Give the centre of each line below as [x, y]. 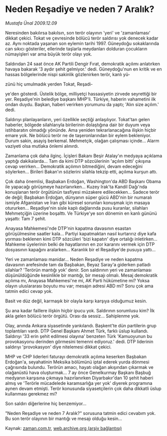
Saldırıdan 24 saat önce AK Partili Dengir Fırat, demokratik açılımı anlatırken [83, 64]
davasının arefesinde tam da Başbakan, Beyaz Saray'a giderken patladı [78, 264]
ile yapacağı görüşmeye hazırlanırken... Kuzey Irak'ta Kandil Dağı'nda [76, 187]
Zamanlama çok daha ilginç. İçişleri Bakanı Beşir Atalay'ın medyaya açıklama [84, 156]
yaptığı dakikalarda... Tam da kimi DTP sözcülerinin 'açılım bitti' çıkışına [78, 161]
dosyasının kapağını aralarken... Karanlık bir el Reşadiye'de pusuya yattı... [81, 249]
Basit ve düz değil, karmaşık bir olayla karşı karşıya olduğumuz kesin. [76, 301]
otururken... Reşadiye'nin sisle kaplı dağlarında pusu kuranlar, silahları [77, 208]
